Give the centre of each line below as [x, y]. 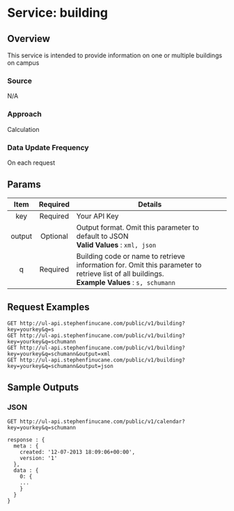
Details [150, 204]
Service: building [57, 13]
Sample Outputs [43, 387]
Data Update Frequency [48, 147]
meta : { [26, 446]
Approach [24, 114]
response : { [26, 440]
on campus [23, 63]
